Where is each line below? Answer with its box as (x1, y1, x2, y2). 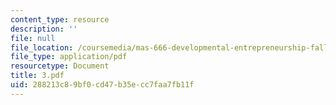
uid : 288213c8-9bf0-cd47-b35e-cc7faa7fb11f (10, 80, 195, 90)
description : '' (10, 24, 78, 34)
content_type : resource (10, 14, 110, 25)
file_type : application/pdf (10, 52, 128, 62)
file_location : (10, 42, 74, 53)
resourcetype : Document (10, 61, 110, 71)
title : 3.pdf (10, 71, 65, 81)
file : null (10, 33, 56, 43)
